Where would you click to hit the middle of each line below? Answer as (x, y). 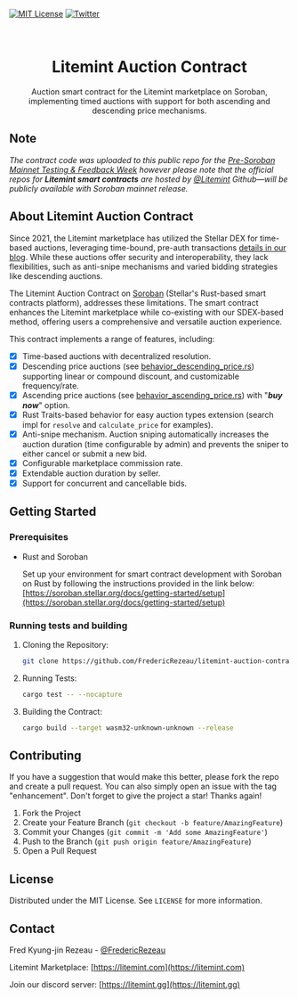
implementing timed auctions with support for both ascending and (149, 101)
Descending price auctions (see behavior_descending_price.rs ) (138, 366)
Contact (32, 928)
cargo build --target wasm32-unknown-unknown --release (128, 728)
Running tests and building (68, 626)
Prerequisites (39, 537)
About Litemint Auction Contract (101, 217)
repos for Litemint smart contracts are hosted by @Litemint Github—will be (149, 179)
